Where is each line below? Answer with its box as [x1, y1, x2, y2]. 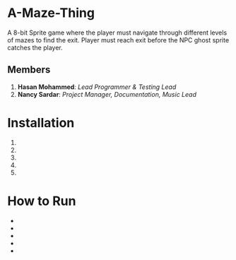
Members [7, 64, 51, 76]
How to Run [7, 193, 76, 209]
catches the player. [7, 43, 63, 52]
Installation [7, 114, 75, 131]
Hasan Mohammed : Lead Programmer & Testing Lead [17, 83, 177, 91]
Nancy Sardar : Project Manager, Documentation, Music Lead [17, 90, 196, 98]
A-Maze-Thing [7, 5, 95, 21]
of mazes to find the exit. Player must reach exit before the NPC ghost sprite [7, 35, 230, 44]
